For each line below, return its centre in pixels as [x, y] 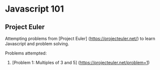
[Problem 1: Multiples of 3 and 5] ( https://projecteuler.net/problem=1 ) [81, 62]
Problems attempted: [26, 53]
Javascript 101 [34, 9]
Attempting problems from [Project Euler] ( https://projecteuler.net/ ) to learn [80, 38]
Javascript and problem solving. [37, 44]
